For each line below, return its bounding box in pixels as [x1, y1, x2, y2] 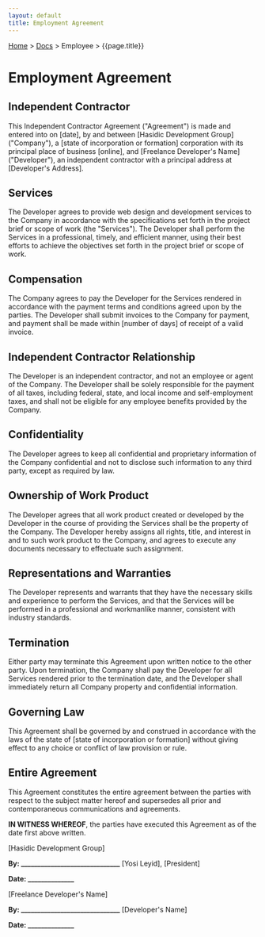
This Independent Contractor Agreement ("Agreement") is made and [8, 121, 231, 131]
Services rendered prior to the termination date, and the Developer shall [8, 674, 243, 683]
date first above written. [8, 828, 86, 837]
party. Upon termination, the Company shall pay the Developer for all [8, 666, 233, 675]
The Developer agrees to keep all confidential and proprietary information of [8, 449, 257, 459]
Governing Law [8, 705, 85, 719]
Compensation [8, 272, 83, 286]
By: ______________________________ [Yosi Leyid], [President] [8, 858, 200, 868]
